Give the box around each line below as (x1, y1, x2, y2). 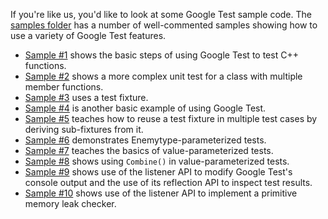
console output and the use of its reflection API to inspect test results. (24, 177, 313, 188)
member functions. (24, 81, 104, 93)
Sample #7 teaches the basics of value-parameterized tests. (24, 145, 274, 156)
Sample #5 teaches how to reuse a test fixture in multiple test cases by (24, 113, 318, 124)
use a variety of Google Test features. (10, 30, 167, 41)
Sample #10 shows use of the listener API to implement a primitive (24, 187, 298, 199)
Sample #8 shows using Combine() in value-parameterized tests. (24, 155, 290, 167)
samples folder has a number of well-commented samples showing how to (10, 19, 318, 31)
